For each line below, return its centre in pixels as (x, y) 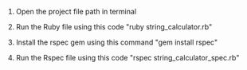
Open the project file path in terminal (76, 12)
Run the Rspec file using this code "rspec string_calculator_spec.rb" (127, 58)
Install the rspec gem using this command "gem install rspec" (116, 42)
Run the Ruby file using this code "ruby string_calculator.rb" (114, 27)
